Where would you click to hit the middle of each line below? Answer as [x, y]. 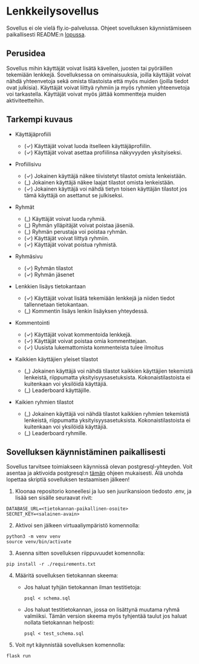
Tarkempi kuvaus [40, 120]
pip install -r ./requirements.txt [51, 564]
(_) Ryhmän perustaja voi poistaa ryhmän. [76, 231]
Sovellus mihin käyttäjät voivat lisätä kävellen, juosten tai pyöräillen [90, 68]
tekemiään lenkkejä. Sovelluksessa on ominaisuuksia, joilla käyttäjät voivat [99, 75]
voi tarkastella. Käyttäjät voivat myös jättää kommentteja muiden [86, 94]
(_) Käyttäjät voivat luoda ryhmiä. [65, 219]
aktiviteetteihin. [25, 100]
